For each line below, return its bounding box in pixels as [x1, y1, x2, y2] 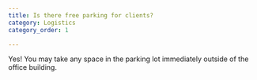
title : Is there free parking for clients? [8, 11, 154, 20]
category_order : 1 [8, 26, 69, 34]
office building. [8, 63, 58, 72]
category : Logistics [8, 19, 77, 27]
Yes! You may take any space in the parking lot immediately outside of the [8, 54, 249, 64]
